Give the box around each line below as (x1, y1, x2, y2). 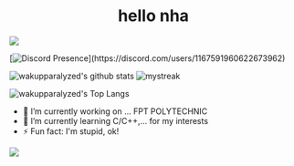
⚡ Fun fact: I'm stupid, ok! (22, 125, 120, 137)
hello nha (117, 5, 190, 26)
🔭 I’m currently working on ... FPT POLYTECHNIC (22, 106, 208, 117)
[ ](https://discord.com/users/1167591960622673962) (9, 52, 286, 64)
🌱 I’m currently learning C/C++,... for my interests (22, 115, 208, 126)
